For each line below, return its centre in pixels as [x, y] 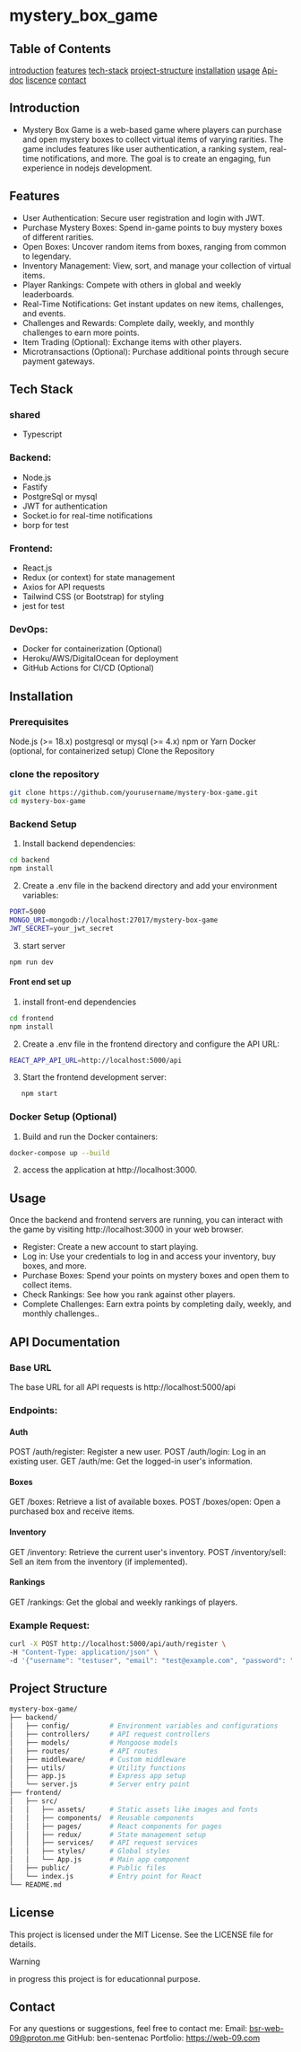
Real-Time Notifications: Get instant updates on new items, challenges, [153, 304]
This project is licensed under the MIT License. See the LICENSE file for [142, 1934]
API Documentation [65, 1342]
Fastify [34, 487]
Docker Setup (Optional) [63, 1117]
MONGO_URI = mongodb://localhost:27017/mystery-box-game [114, 920]
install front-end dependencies [79, 1002]
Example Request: [50, 1625]
